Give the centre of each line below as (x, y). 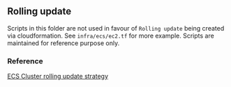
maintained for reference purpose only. (64, 43)
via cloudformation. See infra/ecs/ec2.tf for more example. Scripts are (111, 35)
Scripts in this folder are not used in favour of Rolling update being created (116, 28)
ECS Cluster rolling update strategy (58, 77)
